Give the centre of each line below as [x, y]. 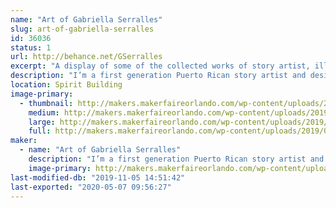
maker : [24, 141]
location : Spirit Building [66, 85]
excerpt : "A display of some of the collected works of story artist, [160, 66]
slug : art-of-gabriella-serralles [82, 29]
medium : [44, 112]
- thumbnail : [46, 103]
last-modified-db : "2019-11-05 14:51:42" [98, 177]
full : [40, 131]
